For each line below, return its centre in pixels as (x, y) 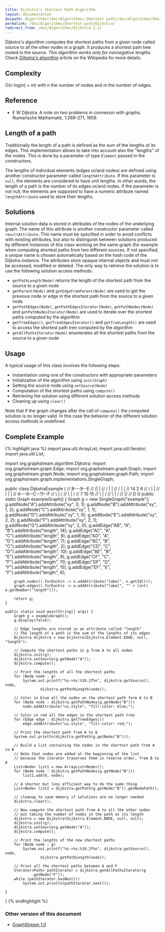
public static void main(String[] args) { (49, 612)
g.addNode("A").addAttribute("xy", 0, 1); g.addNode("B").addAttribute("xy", (81, 504)
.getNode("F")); (48, 875)
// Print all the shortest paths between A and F (66, 866)
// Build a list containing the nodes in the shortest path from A (84, 745)
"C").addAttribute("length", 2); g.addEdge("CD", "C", (58, 546)
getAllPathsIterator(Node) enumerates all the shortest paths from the (83, 333)
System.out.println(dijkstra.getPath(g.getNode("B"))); (72, 737)
